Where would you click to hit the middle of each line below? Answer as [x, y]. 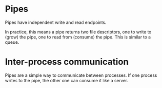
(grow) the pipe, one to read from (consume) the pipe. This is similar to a [78, 37]
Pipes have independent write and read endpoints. [56, 22]
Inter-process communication [67, 62]
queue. [12, 42]
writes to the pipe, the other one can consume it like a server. [67, 80]
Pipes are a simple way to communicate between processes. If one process [81, 75]
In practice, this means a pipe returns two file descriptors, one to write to [78, 32]
